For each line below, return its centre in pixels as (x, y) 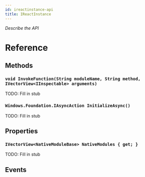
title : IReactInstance (28, 14)
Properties (21, 131)
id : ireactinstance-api (29, 10)
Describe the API (22, 28)
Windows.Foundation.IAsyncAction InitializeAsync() (68, 106)
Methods (19, 66)
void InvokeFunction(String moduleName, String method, (73, 79)
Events (16, 169)
